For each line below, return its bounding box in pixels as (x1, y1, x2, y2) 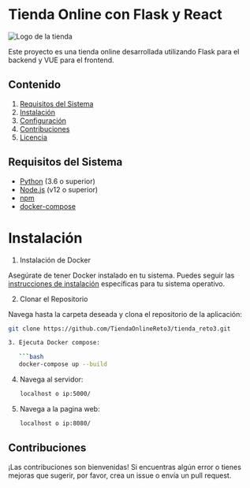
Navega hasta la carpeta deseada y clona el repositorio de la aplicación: (8, 309, 243, 319)
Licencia (19, 132, 47, 142)
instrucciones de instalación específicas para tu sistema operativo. (8, 278, 226, 289)
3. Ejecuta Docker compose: (8, 339, 101, 347)
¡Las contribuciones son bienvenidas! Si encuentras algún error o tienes (8, 462, 242, 471)
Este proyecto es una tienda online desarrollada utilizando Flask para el (8, 47, 240, 56)
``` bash (18, 353, 44, 361)
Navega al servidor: (19, 374, 84, 384)
